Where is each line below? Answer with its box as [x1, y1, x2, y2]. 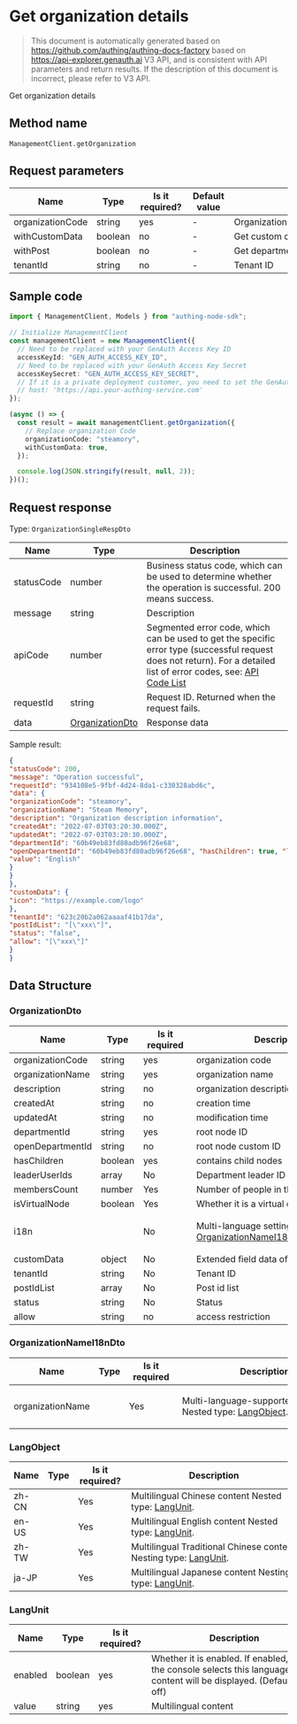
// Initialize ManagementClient [9, 328, 128, 337]
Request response [9, 500, 112, 515]
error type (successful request [146, 643, 274, 656]
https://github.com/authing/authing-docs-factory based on [30, 44, 246, 55]
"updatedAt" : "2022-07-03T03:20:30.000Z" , [9, 830, 168, 839]
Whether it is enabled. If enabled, [151, 1652, 289, 1665]
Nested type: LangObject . [181, 1405, 289, 1418]
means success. [146, 592, 214, 604]
